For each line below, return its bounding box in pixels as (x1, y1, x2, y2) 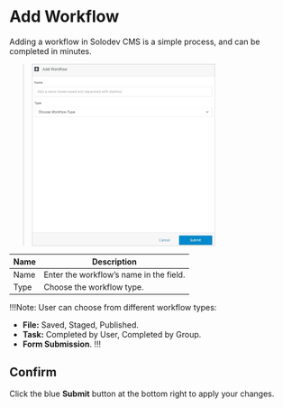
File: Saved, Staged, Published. (22, 319, 140, 330)
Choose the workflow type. (43, 282, 144, 292)
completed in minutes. (9, 45, 92, 56)
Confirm (9, 364, 57, 380)
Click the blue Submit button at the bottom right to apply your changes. (9, 388, 275, 399)
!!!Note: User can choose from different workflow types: (9, 301, 217, 312)
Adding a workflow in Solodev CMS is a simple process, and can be (9, 36, 260, 47)
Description (91, 255, 137, 267)
